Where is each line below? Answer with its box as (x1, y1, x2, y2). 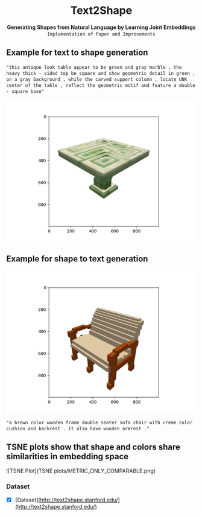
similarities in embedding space (6, 451, 129, 462)
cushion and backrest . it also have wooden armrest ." (6, 425, 150, 432)
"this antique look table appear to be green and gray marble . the (6, 64, 182, 70)
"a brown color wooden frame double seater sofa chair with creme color (6, 419, 193, 425)
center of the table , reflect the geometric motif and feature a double (6, 82, 196, 88)
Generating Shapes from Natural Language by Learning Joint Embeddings (7, 24, 196, 31)
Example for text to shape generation (6, 48, 148, 58)
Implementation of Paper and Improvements (47, 31, 156, 37)
